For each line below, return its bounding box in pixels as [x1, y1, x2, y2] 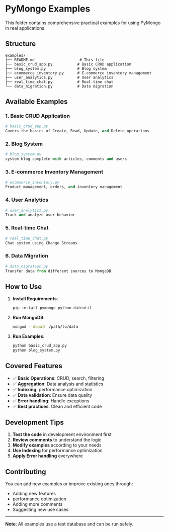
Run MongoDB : [12, 315, 45, 321]
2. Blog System [5, 140, 43, 147]
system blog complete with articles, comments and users [5, 156, 127, 161]
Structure [5, 40, 36, 48]
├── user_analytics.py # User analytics [5, 75, 114, 80]
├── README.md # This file [5, 57, 105, 62]
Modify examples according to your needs [12, 442, 102, 448]
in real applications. [5, 25, 46, 31]
